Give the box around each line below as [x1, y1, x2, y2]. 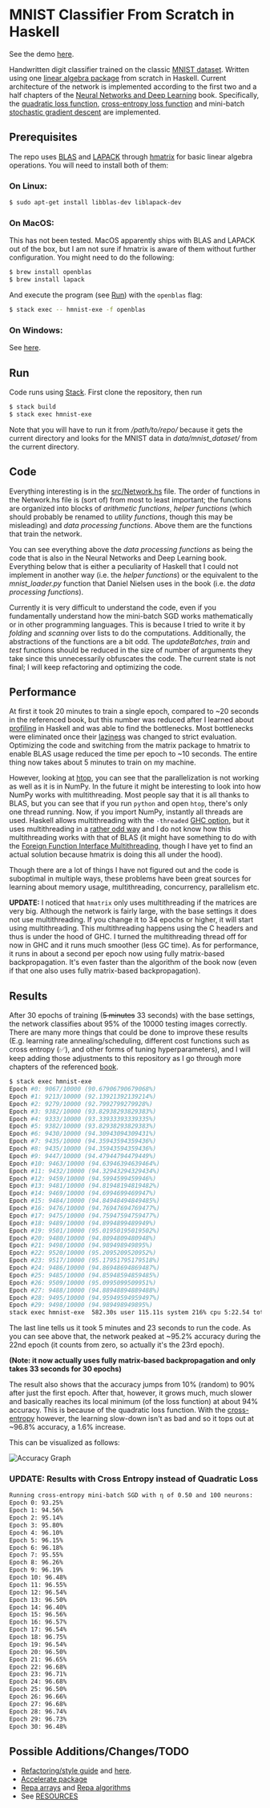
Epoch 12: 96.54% [9, 1588, 67, 1596]
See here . [9, 343, 41, 353]
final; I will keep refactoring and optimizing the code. [9, 662, 183, 672]
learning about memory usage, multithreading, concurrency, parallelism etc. [9, 882, 260, 892]
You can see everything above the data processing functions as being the [9, 544, 253, 554]
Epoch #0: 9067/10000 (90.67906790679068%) [9, 1085, 157, 1093]
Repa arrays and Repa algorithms [20, 1783, 131, 1793]
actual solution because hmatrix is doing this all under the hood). [9, 850, 224, 859]
